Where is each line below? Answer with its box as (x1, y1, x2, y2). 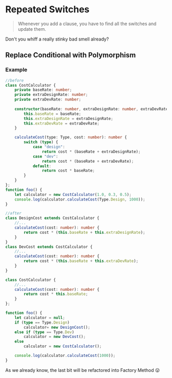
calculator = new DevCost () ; (24, 334, 86, 340)
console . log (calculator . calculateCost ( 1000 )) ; (14, 353, 116, 358)
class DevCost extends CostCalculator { (5, 244, 93, 249)
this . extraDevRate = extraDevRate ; (24, 121, 100, 126)
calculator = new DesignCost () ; (24, 325, 91, 330)
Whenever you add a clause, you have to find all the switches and (17, 21, 157, 27)
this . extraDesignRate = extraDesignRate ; (24, 116, 114, 121)
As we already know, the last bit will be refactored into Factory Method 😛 (5, 367, 160, 373)
